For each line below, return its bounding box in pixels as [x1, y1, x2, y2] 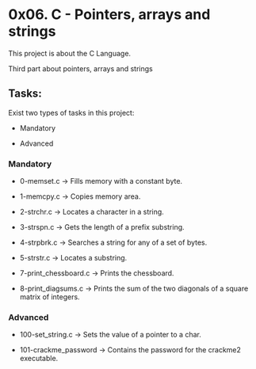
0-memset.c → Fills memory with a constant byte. [19, 177, 183, 186]
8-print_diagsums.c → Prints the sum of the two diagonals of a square [19, 283, 249, 294]
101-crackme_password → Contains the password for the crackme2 [19, 345, 242, 355]
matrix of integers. [19, 292, 81, 302]
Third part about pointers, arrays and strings [8, 63, 153, 73]
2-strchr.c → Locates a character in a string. [19, 207, 164, 217]
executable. [19, 354, 59, 363]
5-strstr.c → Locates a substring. [19, 253, 128, 263]
